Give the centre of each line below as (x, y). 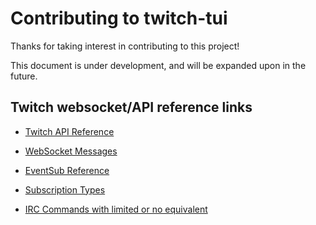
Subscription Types (65, 189)
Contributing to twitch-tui (119, 18)
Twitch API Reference (69, 131)
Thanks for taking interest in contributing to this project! (125, 46)
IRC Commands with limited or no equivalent (116, 209)
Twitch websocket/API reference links (131, 107)
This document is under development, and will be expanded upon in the (158, 65)
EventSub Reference (67, 170)
